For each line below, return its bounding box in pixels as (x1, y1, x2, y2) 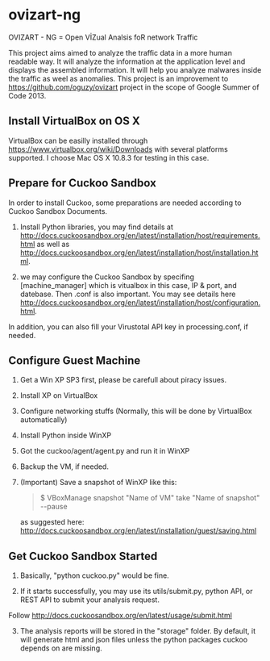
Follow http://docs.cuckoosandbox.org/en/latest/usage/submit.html (8, 611, 232, 621)
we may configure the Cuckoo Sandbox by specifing (19, 272, 195, 282)
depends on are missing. (19, 643, 102, 653)
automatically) (19, 415, 68, 425)
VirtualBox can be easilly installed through (8, 136, 148, 145)
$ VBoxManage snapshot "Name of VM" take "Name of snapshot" (39, 493, 260, 503)
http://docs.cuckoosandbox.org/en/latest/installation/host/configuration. (19, 297, 261, 307)
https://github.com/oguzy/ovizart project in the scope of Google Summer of (8, 82, 260, 92)
